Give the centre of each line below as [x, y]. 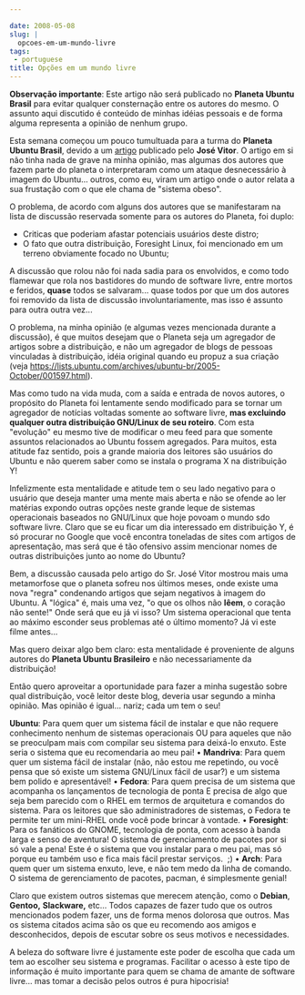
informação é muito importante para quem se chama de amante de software [152, 971]
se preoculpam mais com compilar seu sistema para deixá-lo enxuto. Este [148, 742]
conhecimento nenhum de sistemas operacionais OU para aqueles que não [151, 733]
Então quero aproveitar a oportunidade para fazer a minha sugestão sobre [149, 686]
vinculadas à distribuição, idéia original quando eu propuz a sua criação [144, 356]
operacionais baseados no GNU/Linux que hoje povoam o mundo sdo [140, 517]
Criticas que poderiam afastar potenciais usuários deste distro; [141, 234]
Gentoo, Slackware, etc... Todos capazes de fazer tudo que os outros [141, 905]
